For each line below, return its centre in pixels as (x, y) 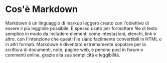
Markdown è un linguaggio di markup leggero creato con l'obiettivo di (77, 23)
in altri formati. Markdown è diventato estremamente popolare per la (76, 44)
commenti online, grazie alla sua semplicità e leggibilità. (63, 55)
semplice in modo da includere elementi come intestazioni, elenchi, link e (81, 33)
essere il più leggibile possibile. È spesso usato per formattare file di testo (81, 28)
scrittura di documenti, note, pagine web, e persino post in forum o (74, 49)
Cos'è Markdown (42, 9)
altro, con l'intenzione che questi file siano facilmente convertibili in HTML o (83, 39)
